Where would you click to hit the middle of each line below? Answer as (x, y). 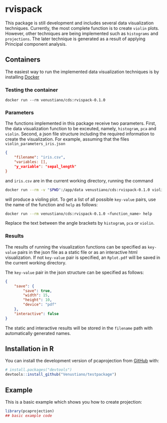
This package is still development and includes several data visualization (80, 23)
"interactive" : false (36, 314)
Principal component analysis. (36, 44)
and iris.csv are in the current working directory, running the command (79, 180)
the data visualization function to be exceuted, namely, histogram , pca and (81, 129)
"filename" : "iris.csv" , (40, 158)
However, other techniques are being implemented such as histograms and (82, 33)
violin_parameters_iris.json (35, 144)
